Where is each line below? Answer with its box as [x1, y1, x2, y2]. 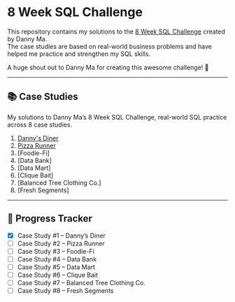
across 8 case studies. [7, 120, 72, 129]
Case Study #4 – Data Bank [17, 254, 97, 263]
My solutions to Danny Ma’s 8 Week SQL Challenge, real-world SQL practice [7, 113, 227, 121]
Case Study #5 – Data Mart [17, 263, 96, 271]
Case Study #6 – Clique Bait [17, 271, 99, 279]
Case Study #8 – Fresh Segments [17, 287, 114, 294]
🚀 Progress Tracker [7, 213, 93, 224]
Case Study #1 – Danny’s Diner [17, 231, 106, 240]
